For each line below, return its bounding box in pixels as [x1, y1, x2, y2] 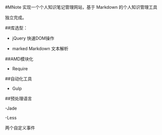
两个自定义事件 [5, 125, 35, 131]
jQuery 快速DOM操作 [12, 36, 55, 41]
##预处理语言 [5, 96, 32, 101]
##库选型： [5, 25, 28, 31]
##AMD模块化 [5, 56, 34, 62]
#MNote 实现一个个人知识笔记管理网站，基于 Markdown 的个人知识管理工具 [5, 4, 158, 10]
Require [12, 66, 28, 72]
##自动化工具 [5, 76, 32, 81]
